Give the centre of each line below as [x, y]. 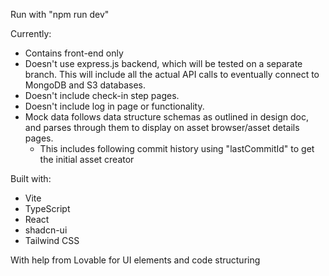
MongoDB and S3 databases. [85, 85]
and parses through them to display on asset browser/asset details [162, 127]
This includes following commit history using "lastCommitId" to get [177, 148]
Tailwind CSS [52, 240]
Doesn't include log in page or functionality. [114, 106]
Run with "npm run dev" [60, 14]
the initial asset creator [87, 159]
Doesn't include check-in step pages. [102, 95]
